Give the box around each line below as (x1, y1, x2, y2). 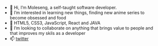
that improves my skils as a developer (9, 31, 86, 36)
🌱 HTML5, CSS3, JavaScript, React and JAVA (9, 20, 101, 26)
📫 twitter (9, 36, 29, 41)
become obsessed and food (9, 15, 67, 20)
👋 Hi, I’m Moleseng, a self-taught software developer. (9, 5, 117, 10)
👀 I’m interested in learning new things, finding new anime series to (9, 10, 145, 15)
